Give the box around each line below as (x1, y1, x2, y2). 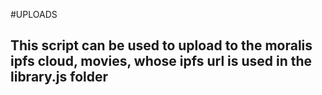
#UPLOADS (10, 9, 58, 20)
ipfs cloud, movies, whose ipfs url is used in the (10, 53, 313, 70)
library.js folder (10, 69, 109, 86)
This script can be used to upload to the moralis (10, 37, 313, 54)
